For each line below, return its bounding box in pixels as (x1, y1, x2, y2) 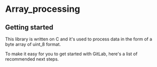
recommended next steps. (5, 56, 59, 62)
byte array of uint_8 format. (5, 41, 61, 47)
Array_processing (5, 3, 80, 15)
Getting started (5, 23, 54, 32)
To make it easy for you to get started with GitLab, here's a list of (5, 51, 138, 57)
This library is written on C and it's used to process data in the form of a (5, 36, 153, 42)
